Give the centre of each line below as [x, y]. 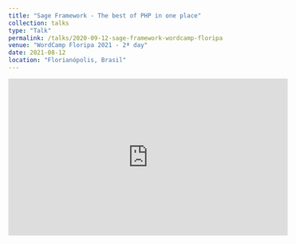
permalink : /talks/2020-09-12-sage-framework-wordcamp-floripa [116, 38]
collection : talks [39, 23]
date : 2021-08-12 [37, 53]
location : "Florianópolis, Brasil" [67, 61]
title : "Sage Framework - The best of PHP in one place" [105, 16]
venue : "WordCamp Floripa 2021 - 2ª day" [78, 45]
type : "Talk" [30, 30]
